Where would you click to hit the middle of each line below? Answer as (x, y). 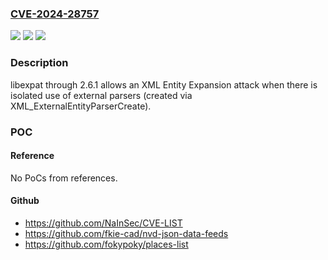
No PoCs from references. (64, 178)
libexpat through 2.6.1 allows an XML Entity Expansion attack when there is (164, 84)
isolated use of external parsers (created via (101, 95)
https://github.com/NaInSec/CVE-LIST (103, 223)
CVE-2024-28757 (55, 14)
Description (39, 63)
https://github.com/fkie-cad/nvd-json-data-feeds (126, 233)
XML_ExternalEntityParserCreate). (81, 106)
